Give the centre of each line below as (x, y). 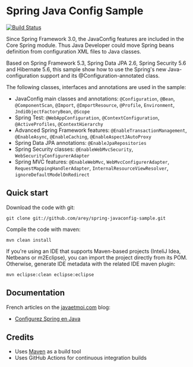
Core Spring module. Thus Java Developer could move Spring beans (90, 45)
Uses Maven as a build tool (48, 352)
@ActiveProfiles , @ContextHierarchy (59, 124)
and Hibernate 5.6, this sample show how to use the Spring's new (86, 69)
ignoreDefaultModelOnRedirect (52, 175)
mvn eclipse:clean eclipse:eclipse (50, 274)
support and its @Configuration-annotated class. (100, 75)
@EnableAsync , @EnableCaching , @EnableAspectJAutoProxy (83, 136)
